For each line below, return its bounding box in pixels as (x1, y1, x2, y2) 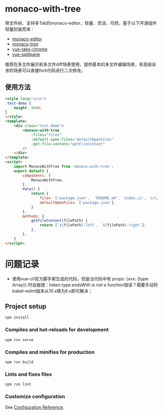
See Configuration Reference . (5, 404, 65, 410)
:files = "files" (31, 132, 62, 137)
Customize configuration (5, 393, 65, 400)
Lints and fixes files (5, 371, 52, 378)
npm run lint (5, 382, 32, 387)
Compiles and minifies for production (5, 348, 95, 355)
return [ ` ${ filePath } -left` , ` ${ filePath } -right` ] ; (39, 223, 147, 228)
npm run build (5, 360, 34, 364)
